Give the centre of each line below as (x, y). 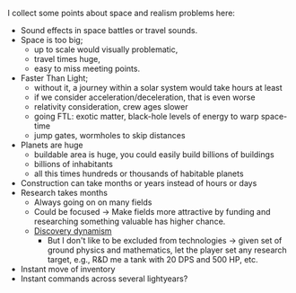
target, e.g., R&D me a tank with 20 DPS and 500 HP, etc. (152, 259)
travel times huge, (67, 59)
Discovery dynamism (73, 231)
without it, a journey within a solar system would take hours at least (158, 88)
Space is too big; (52, 40)
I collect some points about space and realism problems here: (122, 13)
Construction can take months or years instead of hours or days (139, 183)
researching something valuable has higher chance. (130, 221)
